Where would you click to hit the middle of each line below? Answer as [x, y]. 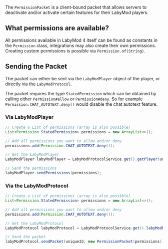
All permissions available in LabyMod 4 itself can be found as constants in [81, 40]
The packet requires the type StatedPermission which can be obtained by [81, 93]
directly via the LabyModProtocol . [38, 84]
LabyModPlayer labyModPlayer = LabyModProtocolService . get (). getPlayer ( [82, 159]
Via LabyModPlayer [29, 117]
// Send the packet [25, 237]
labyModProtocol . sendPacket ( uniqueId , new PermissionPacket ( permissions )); [86, 242]
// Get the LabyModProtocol [34, 223]
